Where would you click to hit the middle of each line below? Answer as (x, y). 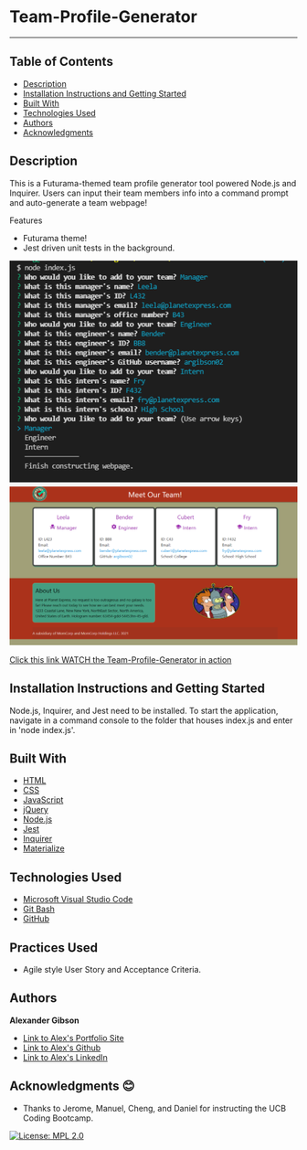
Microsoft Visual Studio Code (78, 900)
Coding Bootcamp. (58, 1118)
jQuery (35, 810)
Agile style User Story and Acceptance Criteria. (112, 970)
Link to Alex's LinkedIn (65, 1057)
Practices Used (54, 948)
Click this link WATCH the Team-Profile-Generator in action (121, 659)
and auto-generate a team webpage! (79, 202)
